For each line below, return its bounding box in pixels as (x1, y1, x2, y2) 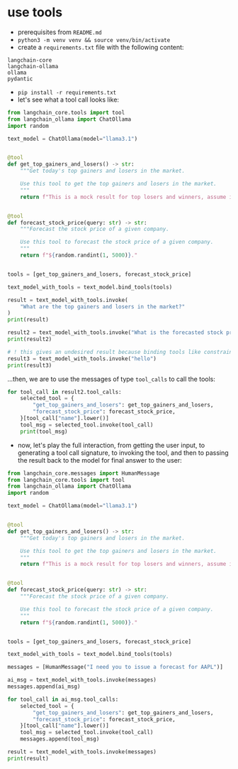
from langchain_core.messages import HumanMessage (7, 470, 160, 477)
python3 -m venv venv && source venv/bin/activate (17, 36, 171, 43)
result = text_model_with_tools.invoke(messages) (7, 748, 157, 755)
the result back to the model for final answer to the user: (17, 456, 182, 464)
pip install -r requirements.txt (17, 89, 117, 96)
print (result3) (7, 362, 52, 369)
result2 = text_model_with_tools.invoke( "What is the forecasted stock (7, 329, 223, 336)
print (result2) (7, 335, 52, 343)
